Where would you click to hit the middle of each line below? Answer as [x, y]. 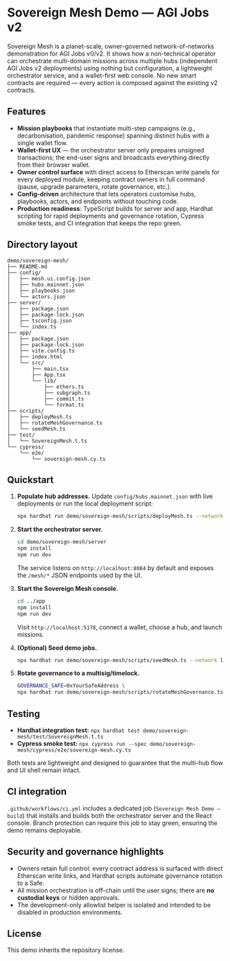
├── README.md [27, 267]
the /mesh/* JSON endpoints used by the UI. [80, 575]
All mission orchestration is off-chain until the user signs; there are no [116, 890]
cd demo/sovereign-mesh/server [62, 542]
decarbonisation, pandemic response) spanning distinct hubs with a [113, 135]
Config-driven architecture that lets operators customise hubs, [106, 194]
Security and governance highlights [85, 852]
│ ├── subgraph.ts [49, 393]
